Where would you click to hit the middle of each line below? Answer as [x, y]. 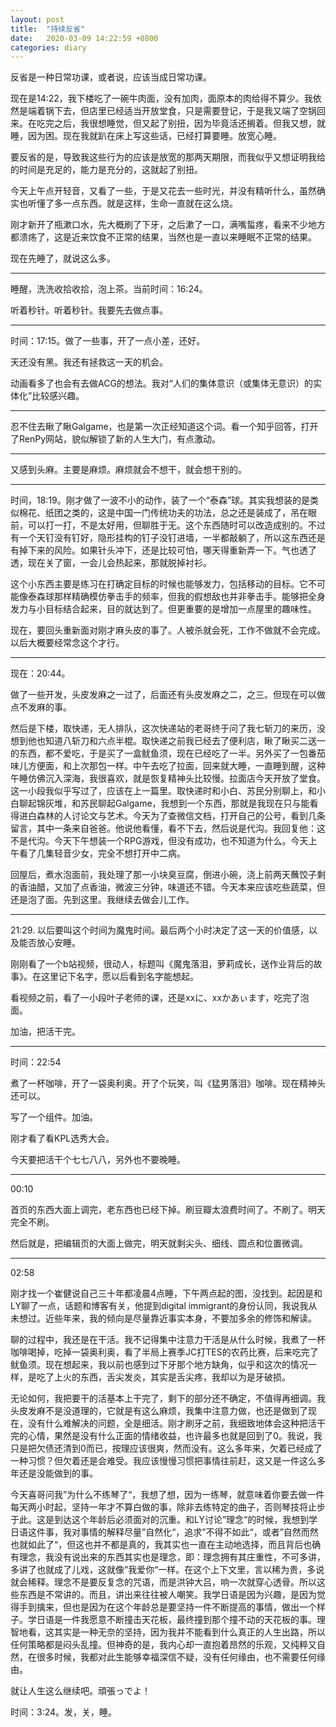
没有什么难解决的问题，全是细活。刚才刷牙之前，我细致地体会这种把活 [172, 1423]
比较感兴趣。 [58, 396]
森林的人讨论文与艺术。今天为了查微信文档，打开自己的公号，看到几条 [181, 816]
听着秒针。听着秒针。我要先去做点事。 [89, 310]
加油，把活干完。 [45, 1032]
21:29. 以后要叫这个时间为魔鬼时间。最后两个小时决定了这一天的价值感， [160, 930]
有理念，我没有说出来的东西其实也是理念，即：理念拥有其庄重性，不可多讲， [168, 1557]
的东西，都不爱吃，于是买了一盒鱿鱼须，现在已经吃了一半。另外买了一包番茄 [168, 753]
